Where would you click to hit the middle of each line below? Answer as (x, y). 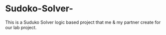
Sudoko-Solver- (39, 9)
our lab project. (21, 27)
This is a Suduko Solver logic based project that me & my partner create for (83, 22)
